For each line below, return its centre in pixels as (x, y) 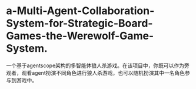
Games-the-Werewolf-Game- (80, 36)
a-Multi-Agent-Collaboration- (80, 11)
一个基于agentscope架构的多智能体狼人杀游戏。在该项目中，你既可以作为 (95, 65)
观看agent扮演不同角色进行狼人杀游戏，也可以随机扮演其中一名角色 (103, 72)
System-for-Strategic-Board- (79, 23)
